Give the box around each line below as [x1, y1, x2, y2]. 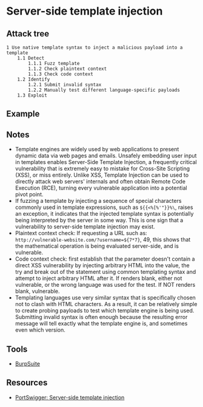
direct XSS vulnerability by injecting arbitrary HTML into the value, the [15, 262, 190, 269]
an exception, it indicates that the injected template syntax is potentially [15, 210, 194, 217]
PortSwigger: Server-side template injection [15, 394, 125, 401]
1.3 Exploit [17, 92, 47, 98]
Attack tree [6, 29, 50, 39]
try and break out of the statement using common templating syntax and [15, 268, 196, 276]
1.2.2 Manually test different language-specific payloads [28, 87, 181, 93]
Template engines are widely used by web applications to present [15, 146, 179, 153]
